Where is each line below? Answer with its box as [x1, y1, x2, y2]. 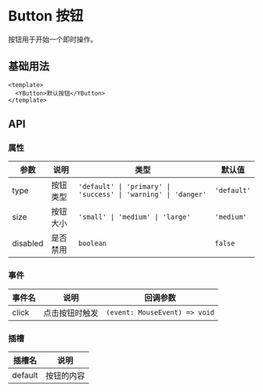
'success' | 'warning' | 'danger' [77, 190, 207, 199]
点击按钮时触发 [43, 307, 99, 318]
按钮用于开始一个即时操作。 [8, 34, 98, 44]
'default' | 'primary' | [77, 182, 171, 191]
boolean [77, 239, 107, 248]
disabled [12, 238, 44, 249]
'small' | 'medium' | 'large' [77, 212, 191, 222]
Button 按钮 [8, 7, 84, 25]
